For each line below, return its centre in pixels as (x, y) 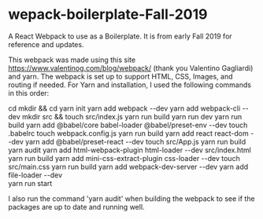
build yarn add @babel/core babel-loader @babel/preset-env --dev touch (128, 125)
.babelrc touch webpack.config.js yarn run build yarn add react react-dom (129, 133)
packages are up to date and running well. (76, 206)
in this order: (29, 93)
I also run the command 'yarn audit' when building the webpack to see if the (131, 199)
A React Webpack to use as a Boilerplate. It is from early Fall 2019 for (120, 36)
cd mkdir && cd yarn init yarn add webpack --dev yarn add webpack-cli (124, 108)
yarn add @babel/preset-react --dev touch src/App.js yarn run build (135, 141)
